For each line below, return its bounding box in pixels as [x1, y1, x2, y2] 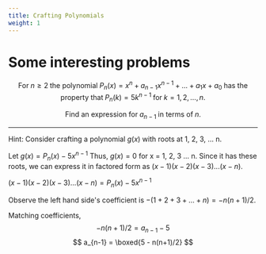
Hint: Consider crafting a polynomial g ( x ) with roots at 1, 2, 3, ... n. [8, 134, 222, 144]
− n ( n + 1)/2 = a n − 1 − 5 [96, 223, 170, 234]
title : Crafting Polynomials [8, 11, 104, 20]
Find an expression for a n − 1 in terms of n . [64, 110, 202, 121]
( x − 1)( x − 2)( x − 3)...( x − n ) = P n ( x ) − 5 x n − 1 [8, 176, 152, 190]
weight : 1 [8, 19, 41, 27]
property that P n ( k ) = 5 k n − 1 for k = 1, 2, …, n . [60, 90, 206, 104]
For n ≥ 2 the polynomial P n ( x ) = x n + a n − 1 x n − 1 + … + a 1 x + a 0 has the [18, 79, 248, 92]
